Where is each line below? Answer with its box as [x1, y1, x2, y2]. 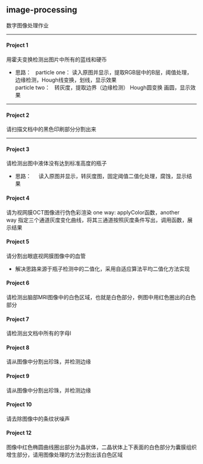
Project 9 [6, 373, 30, 380]
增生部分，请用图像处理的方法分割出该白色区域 [6, 451, 123, 459]
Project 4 [6, 194, 30, 202]
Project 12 [6, 429, 32, 437]
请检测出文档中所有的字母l [6, 330, 71, 337]
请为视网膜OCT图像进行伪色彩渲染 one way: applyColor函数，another [6, 208, 180, 216]
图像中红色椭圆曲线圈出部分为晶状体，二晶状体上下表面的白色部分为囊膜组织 [6, 443, 197, 451]
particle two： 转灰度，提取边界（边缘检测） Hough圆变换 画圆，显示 [14, 84, 191, 91]
